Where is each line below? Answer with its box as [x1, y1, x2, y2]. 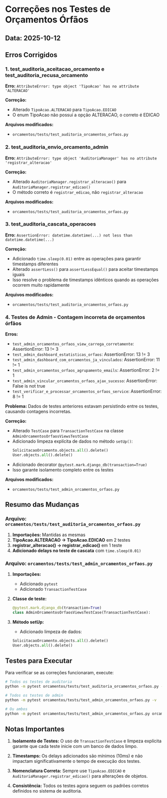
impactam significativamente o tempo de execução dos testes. [12, 758, 141, 764]
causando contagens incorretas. [5, 408, 72, 414]
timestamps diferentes [12, 261, 59, 267]
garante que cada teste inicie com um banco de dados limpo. [12, 743, 138, 749]
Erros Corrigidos [5, 51, 58, 59]
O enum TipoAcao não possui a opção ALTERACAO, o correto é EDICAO [12, 112, 160, 118]
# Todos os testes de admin [5, 693, 64, 698]
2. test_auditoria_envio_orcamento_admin [5, 144, 108, 151]
